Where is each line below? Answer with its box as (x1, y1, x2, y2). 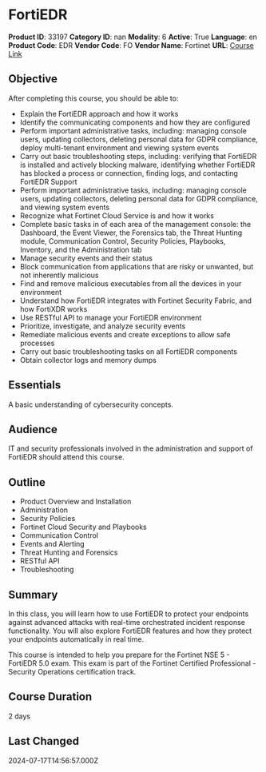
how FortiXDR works (19, 304, 88, 313)
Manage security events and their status (19, 253, 153, 263)
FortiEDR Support (19, 177, 77, 186)
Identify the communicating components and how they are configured (19, 117, 251, 127)
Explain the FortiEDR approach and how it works (19, 109, 179, 118)
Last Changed (8, 734, 80, 748)
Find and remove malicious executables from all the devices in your (19, 278, 242, 289)
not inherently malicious (19, 270, 99, 280)
